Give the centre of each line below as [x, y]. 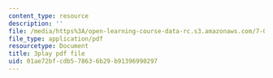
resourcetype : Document [49, 46]
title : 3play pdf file [47, 54]
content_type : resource [49, 16]
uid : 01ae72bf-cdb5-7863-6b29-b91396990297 [83, 62]
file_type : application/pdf [56, 39]
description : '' [36, 24]
